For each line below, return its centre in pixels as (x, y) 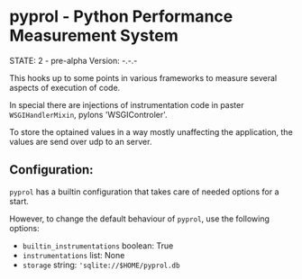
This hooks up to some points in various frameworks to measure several (143, 77)
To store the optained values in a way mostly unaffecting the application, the (151, 131)
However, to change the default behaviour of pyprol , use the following (140, 219)
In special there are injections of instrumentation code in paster (127, 104)
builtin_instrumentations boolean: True (98, 246)
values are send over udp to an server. (81, 141)
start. (19, 201)
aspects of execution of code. (65, 87)
